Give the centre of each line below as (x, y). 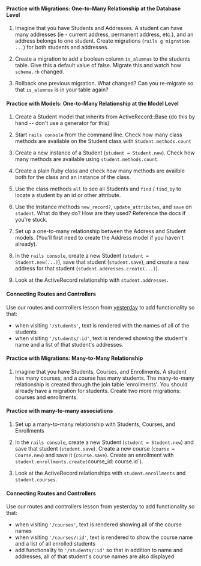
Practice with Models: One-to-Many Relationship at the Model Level (92, 103)
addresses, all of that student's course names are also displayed (94, 556)
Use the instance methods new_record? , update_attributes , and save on (103, 207)
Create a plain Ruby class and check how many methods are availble (100, 171)
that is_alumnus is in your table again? (62, 90)
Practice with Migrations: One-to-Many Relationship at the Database (94, 8)
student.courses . (36, 479)
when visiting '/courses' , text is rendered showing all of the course (98, 525)
